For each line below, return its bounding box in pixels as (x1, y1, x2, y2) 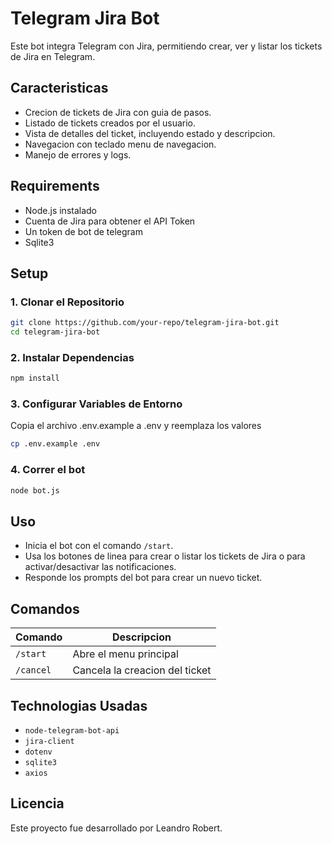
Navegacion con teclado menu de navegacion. (24, 138, 217, 150)
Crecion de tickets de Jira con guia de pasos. (24, 106, 212, 118)
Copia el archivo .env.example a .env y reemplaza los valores (10, 420, 262, 432)
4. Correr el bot (10, 463, 86, 477)
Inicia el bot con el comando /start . (24, 540, 174, 552)
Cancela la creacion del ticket (72, 663, 212, 677)
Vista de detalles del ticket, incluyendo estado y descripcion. (24, 127, 276, 139)
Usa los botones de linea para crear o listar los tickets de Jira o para (24, 550, 306, 562)
